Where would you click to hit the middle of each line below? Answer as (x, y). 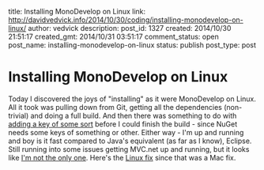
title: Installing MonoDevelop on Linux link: (77, 11)
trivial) (19, 115)
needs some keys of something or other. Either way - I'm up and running (126, 132)
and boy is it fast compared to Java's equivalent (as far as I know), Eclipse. (130, 141)
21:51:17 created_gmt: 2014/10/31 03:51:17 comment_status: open (113, 36)
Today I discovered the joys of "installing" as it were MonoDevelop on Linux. (132, 99)
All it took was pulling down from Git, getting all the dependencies (115, 107)
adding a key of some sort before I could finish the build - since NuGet (123, 124)
